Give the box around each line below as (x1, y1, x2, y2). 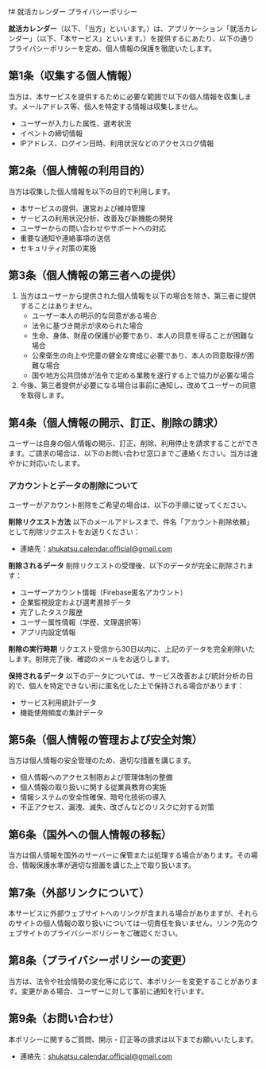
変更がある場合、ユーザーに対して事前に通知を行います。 (21, 986, 209, 996)
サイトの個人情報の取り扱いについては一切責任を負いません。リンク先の (14, 918, 252, 928)
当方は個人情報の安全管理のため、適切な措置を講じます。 (8, 756, 196, 765)
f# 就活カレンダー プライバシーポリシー (8, 7, 137, 16)
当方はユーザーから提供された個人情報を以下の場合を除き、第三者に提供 (19, 291, 256, 300)
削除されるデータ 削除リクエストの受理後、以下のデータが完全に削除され (8, 560, 247, 570)
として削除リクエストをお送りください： (8, 527, 141, 536)
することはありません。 (19, 301, 97, 311)
